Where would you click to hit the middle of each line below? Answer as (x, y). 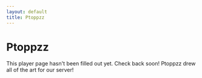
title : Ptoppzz (25, 17)
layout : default (27, 12)
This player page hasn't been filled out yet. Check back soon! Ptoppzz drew (101, 64)
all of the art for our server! (40, 70)
